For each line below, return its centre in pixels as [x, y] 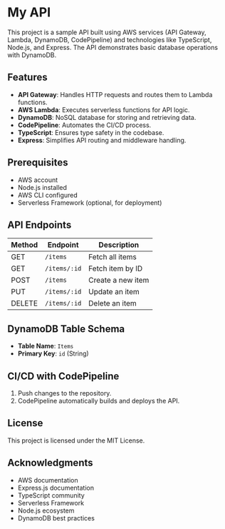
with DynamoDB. [32, 55]
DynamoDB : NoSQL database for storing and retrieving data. [107, 117]
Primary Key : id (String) [53, 353]
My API [29, 12]
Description [119, 245]
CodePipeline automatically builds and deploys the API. [99, 401]
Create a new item [119, 281]
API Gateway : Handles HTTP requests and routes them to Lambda [115, 94]
